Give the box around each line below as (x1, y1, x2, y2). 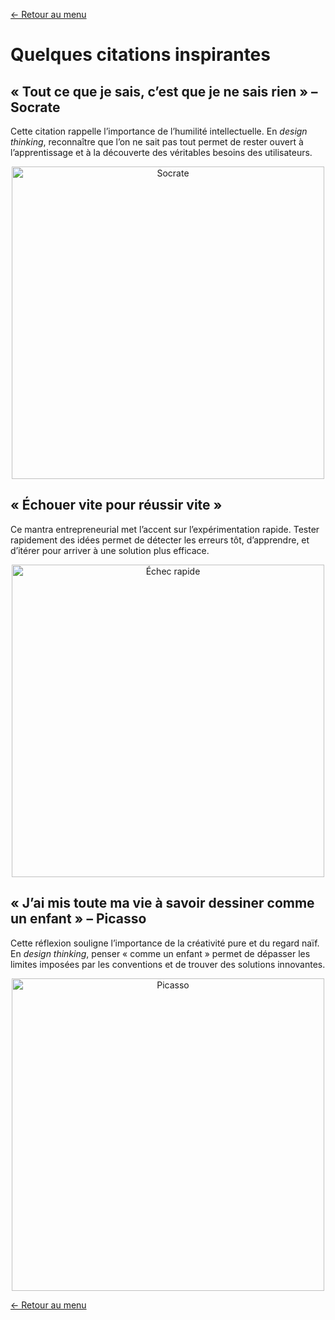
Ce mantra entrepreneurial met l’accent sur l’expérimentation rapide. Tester (10, 523, 320, 535)
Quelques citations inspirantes (10, 44, 271, 66)
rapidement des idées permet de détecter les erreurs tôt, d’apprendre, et (10, 534, 310, 546)
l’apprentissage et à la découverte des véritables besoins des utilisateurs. (10, 147, 313, 158)
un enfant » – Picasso (10, 910, 147, 928)
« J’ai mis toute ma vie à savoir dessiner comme (10, 895, 315, 912)
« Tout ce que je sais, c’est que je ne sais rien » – (10, 83, 318, 100)
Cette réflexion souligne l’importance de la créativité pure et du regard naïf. (10, 937, 320, 949)
